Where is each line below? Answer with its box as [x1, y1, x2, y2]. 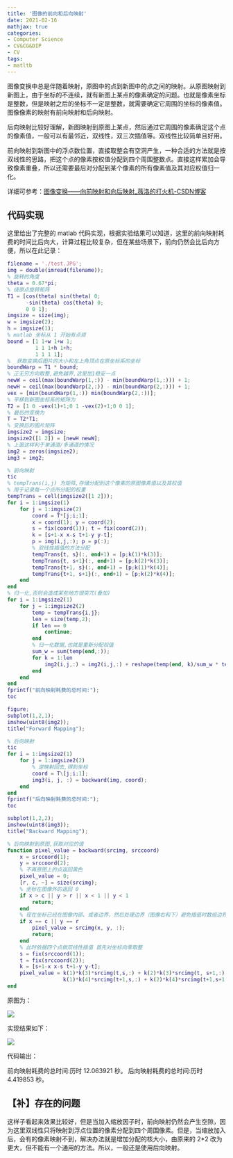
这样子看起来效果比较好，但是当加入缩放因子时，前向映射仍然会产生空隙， [7, 1117, 220, 1125]
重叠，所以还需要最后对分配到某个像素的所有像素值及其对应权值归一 [25, 163, 220, 172]
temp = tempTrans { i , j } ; [32, 609, 101, 616]
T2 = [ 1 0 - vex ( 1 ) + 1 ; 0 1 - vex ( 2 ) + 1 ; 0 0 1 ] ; [7, 403, 135, 410]
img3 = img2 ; [7, 454, 45, 461]
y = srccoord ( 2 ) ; [19, 860, 70, 867]
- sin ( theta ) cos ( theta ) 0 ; [25, 299, 104, 306]
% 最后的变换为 [7, 409, 45, 416]
